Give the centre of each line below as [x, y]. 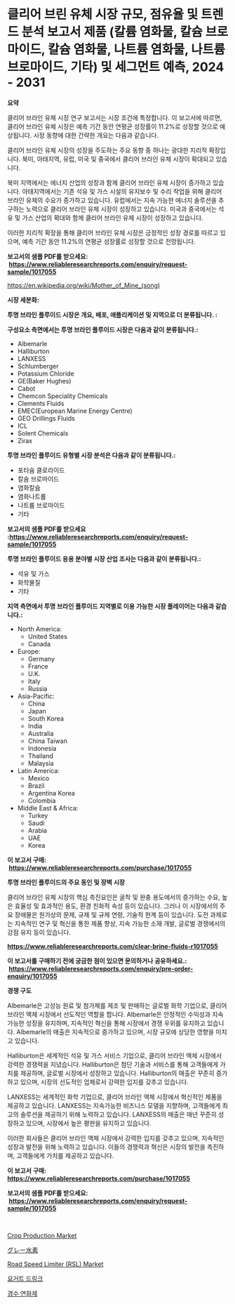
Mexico [39, 778]
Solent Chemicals [43, 433]
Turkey [38, 815]
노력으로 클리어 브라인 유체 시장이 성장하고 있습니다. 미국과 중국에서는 [121, 209]
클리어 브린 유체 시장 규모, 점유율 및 [103, 14]
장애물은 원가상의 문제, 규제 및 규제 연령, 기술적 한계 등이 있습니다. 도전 [112, 914]
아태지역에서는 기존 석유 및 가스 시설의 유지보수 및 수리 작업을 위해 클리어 [122, 191]
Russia [38, 688]
